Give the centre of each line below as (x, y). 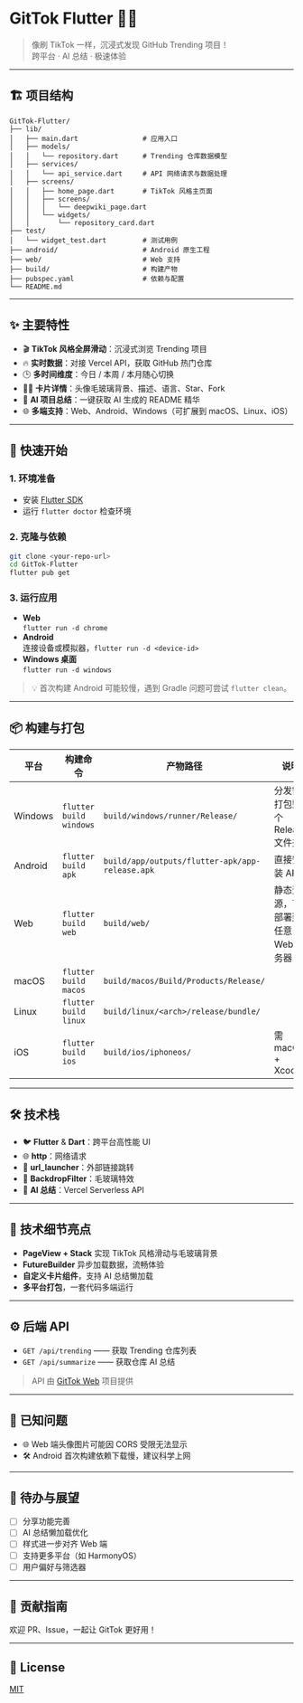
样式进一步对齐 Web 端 (65, 1544)
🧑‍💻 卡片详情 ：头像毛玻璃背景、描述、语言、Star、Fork (124, 388)
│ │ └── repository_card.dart (82, 222)
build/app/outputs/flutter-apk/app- (182, 861)
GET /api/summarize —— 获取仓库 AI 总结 (99, 1361)
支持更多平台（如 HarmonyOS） (82, 1556)
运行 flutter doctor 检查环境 (77, 511)
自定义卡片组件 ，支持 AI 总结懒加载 (88, 1275)
